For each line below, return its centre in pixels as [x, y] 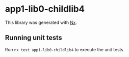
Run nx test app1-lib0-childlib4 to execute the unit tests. [65, 49]
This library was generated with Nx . [41, 22]
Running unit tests [34, 38]
